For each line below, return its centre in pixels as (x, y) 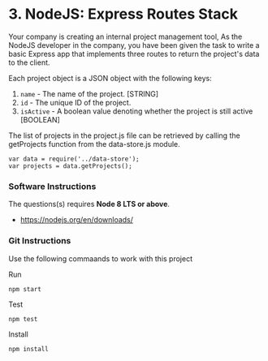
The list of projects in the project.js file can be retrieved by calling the (125, 135)
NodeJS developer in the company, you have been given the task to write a (134, 45)
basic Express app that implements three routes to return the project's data (134, 54)
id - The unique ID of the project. (76, 102)
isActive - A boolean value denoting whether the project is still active (136, 111)
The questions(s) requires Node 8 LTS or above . (89, 204)
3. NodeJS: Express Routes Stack (123, 14)
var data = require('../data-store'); (74, 159)
